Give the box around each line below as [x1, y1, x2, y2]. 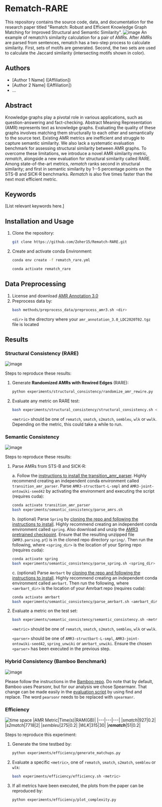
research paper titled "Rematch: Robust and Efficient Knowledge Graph [5, 24, 147, 30]
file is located [12, 321, 39, 327]
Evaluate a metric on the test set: [12, 608, 78, 614]
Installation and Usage [5, 217, 74, 225]
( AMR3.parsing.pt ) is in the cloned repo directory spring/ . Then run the [12, 536, 153, 542]
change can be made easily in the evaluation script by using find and [5, 688, 142, 695]
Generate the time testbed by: [12, 741, 72, 747]
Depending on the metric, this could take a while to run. [12, 421, 123, 427]
